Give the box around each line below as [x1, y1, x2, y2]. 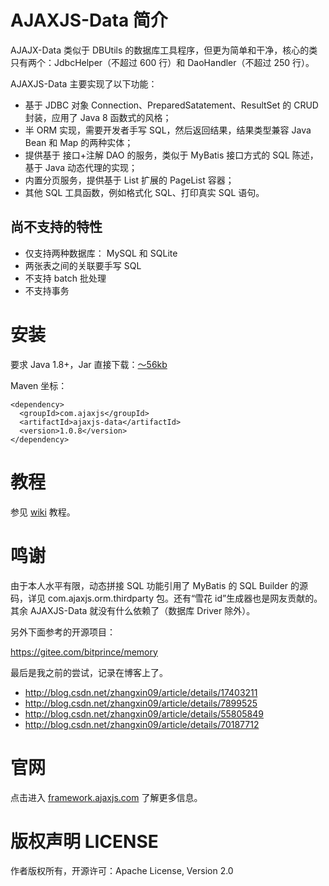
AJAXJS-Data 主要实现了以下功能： [10, 77, 158, 90]
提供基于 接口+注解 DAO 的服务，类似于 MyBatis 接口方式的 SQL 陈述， [24, 149, 319, 161]
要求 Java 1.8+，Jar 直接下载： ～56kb [10, 358, 168, 370]
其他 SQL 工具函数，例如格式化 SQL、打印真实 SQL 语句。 [24, 186, 265, 198]
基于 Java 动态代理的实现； [24, 161, 138, 173]
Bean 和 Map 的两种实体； [24, 136, 134, 148]
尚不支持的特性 [10, 219, 103, 236]
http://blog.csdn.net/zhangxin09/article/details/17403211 [24, 686, 258, 698]
